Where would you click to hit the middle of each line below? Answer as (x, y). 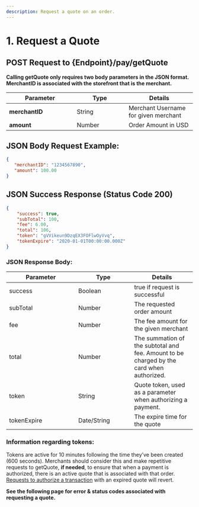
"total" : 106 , (34, 230)
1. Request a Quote (53, 41)
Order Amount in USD (158, 125)
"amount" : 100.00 (36, 171)
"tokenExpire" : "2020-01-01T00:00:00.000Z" (71, 241)
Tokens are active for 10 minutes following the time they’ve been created (95, 455)
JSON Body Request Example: (63, 146)
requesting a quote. (31, 498)
